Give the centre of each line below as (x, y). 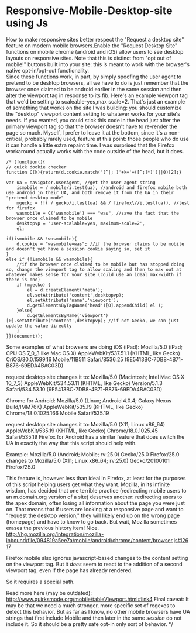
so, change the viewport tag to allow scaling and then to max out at (94, 269)
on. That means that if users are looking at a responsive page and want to (95, 509)
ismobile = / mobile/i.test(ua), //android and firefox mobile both (102, 188)
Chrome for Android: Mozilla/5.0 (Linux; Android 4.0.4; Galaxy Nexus (89, 400)
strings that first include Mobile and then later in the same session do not (94, 618)
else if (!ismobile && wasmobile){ (49, 259)
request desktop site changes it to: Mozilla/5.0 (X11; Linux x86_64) (86, 424)
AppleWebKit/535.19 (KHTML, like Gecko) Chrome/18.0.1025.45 (82, 431)
